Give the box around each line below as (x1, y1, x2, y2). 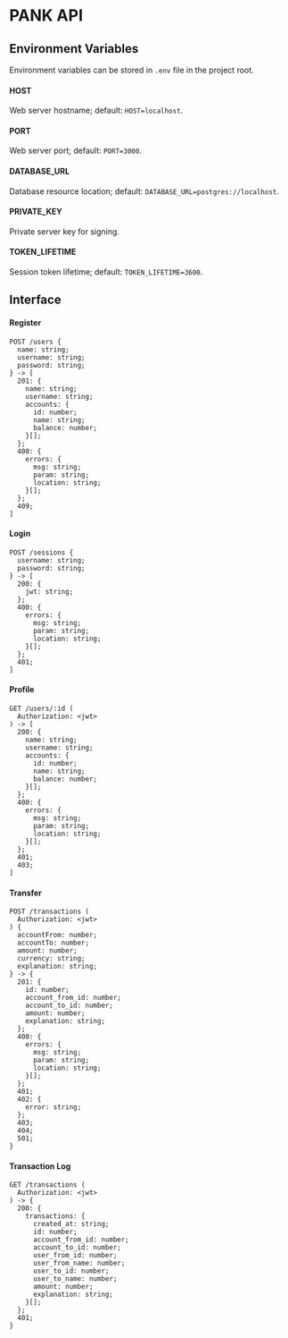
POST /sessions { (9, 547, 74, 557)
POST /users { (9, 337, 62, 346)
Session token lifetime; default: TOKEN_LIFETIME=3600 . (9, 267, 203, 277)
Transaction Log (9, 1160, 71, 1172)
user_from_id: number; (32, 1251, 118, 1260)
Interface (9, 292, 62, 308)
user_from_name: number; (32, 1258, 126, 1268)
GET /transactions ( (9, 1181, 86, 1190)
